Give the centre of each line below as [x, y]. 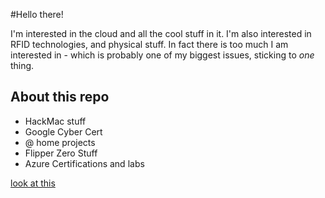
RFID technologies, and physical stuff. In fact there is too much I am [149, 44]
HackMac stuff [55, 121]
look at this [33, 183]
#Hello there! [37, 14]
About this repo [60, 97]
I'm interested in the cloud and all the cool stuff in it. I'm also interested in [161, 33]
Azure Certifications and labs [84, 163]
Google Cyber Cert [63, 131]
